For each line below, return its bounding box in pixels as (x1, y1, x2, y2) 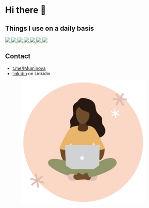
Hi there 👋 (5, 4, 46, 16)
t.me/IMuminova (12, 65, 46, 71)
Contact (5, 52, 31, 61)
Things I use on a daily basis (5, 24, 94, 33)
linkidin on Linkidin (12, 70, 50, 76)
